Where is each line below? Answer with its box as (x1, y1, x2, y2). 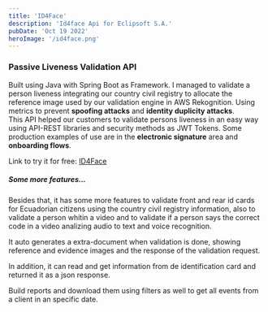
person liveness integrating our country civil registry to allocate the (8, 89, 233, 98)
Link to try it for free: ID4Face (8, 156, 107, 166)
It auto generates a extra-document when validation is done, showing (8, 236, 241, 246)
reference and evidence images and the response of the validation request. (8, 245, 261, 255)
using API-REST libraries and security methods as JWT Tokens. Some (8, 123, 242, 132)
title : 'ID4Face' (8, 11, 67, 20)
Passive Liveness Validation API (8, 62, 137, 73)
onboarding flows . (8, 140, 71, 150)
